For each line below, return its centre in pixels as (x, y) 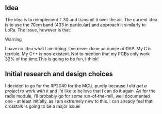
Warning (13, 39)
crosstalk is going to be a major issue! (43, 106)
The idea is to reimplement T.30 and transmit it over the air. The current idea (81, 19)
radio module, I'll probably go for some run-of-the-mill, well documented (78, 96)
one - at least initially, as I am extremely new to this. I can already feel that (79, 101)
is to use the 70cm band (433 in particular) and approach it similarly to (75, 25)
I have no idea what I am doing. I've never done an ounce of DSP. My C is (78, 48)
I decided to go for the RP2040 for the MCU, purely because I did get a (76, 85)
